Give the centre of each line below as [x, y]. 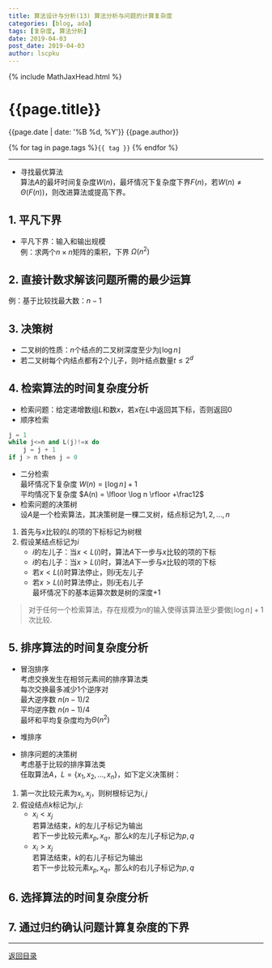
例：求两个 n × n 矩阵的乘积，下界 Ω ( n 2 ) [85, 251]
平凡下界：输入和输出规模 [63, 241]
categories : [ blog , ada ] [50, 24]
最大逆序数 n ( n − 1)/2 [55, 699]
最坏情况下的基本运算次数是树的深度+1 [96, 592]
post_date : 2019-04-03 [47, 46]
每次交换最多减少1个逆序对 [64, 689]
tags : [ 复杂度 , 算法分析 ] [48, 31]
